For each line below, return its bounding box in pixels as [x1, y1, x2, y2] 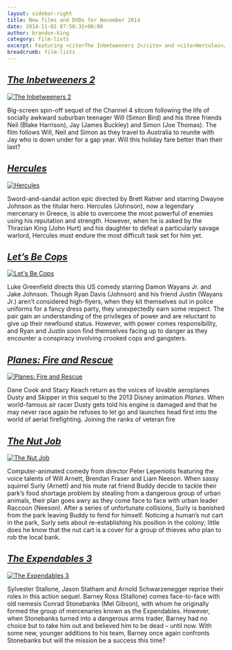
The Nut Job [7, 435, 61, 447]
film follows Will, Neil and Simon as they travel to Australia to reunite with [7, 128, 215, 136]
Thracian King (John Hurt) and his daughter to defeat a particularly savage [7, 224, 220, 232]
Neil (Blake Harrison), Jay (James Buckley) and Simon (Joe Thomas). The [7, 120, 217, 128]
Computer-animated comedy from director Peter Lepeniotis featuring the [7, 467, 214, 475]
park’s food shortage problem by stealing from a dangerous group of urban [7, 488, 221, 497]
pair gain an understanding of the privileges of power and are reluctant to [7, 312, 216, 321]
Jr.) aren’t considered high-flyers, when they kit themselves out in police [7, 298, 214, 306]
